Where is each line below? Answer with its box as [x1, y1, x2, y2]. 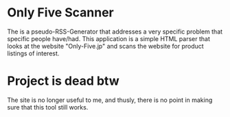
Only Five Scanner [7, 5, 115, 21]
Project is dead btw [7, 73, 119, 89]
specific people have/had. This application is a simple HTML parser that [7, 34, 211, 42]
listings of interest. [7, 49, 60, 57]
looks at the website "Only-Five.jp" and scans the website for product [7, 42, 204, 50]
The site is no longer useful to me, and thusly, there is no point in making [7, 96, 213, 104]
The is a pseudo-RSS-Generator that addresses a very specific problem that [7, 27, 223, 36]
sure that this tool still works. [7, 103, 89, 111]
